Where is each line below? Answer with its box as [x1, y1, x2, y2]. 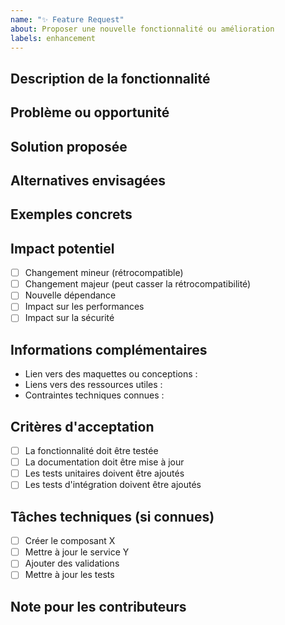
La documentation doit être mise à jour [24, 456, 185, 468]
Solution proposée [10, 138, 128, 155]
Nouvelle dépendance [24, 289, 117, 301]
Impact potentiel [10, 240, 115, 257]
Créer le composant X [24, 535, 116, 547]
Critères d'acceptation [10, 418, 155, 435]
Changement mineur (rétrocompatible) [24, 267, 184, 279]
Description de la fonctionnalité [10, 70, 211, 87]
